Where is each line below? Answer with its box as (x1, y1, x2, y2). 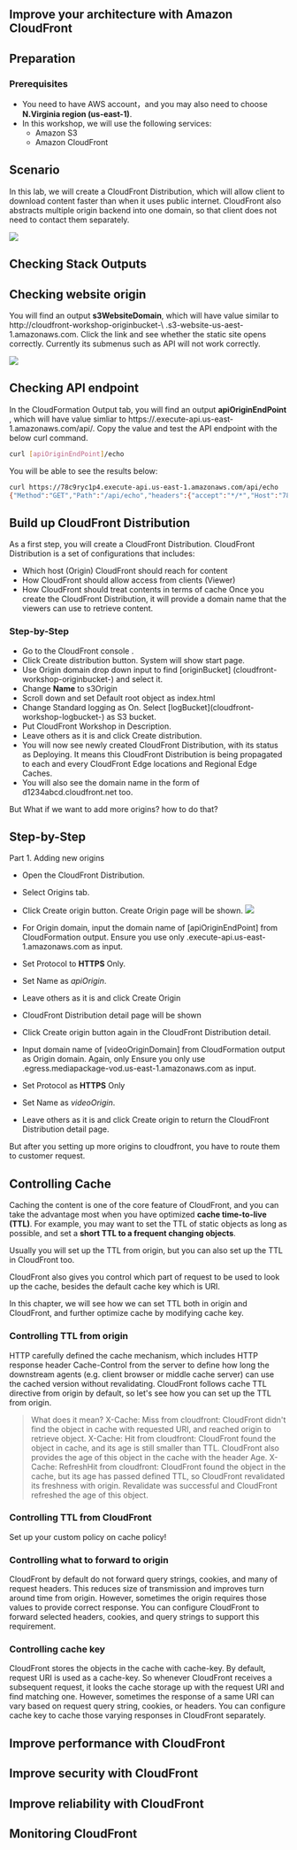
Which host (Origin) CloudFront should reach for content (21, 566, 228, 577)
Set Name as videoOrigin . (21, 1097, 116, 1108)
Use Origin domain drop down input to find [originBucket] (21, 664, 232, 675)
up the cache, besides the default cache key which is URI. (9, 1281, 221, 1292)
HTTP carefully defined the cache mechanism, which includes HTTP (9, 1350, 259, 1360)
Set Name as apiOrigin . (21, 976, 107, 987)
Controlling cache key (9, 1643, 106, 1655)
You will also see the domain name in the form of (21, 777, 201, 787)
